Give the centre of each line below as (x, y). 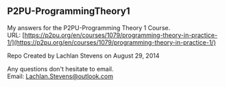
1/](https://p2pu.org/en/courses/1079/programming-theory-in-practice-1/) (111, 42)
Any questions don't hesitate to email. (61, 69)
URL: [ (16, 35)
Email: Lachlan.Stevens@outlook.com (60, 76)
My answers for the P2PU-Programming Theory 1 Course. (88, 27)
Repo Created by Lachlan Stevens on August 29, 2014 (83, 55)
